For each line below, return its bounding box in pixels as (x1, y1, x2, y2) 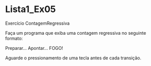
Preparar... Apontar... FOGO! (5, 45, 64, 51)
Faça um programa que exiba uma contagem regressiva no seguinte (5, 30, 146, 36)
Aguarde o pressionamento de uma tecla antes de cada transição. (5, 54, 141, 61)
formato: (5, 35, 23, 41)
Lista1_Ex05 (5, 4, 56, 15)
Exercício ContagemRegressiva (5, 20, 70, 26)
